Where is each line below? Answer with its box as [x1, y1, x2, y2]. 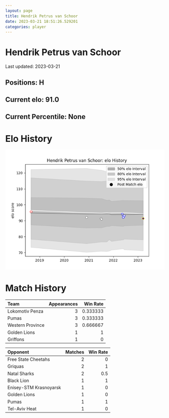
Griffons [7, 336, 24, 342]
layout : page [5, 8, 33, 13]
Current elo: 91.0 [5, 95, 59, 104]
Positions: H [5, 78, 45, 87]
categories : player [5, 24, 47, 29]
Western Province [7, 322, 45, 328]
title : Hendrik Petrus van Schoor [5, 13, 78, 19]
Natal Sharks [7, 370, 34, 376]
